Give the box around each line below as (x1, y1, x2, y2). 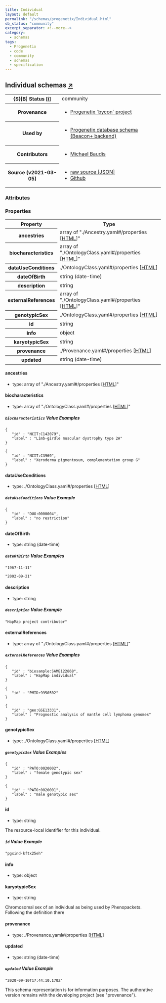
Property (20, 221, 42, 228)
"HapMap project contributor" (5, 619, 68, 624)
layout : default (5, 12, 39, 17)
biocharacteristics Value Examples (5, 415, 80, 421)
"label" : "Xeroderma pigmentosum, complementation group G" (11, 458, 140, 463)
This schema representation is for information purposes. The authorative (5, 987, 153, 993)
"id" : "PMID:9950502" (11, 690, 58, 695)
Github (70, 175, 86, 182)
